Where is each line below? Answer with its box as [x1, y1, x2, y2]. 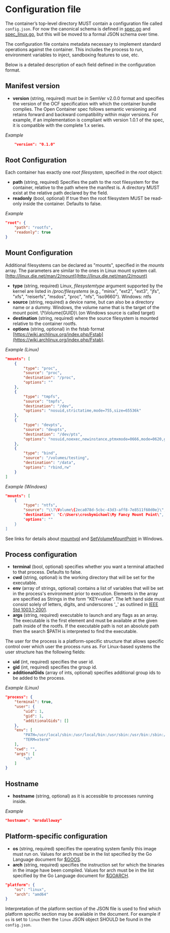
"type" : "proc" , [23, 365, 58, 371]
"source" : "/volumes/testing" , [23, 455, 90, 460]
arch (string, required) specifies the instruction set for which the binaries [12, 861, 164, 868]
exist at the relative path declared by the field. [12, 190, 108, 196]
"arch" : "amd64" [14, 892, 49, 897]
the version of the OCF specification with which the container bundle [12, 101, 156, 107]
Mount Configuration [5, 249, 73, 257]
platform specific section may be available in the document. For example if [5, 911, 161, 917]
